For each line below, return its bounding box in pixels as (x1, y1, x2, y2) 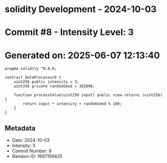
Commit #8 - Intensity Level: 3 (5, 27, 134, 38)
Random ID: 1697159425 (12, 153, 63, 159)
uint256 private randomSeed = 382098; (14, 84, 95, 89)
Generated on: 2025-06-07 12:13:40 (5, 49, 160, 61)
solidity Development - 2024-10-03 (5, 4, 157, 15)
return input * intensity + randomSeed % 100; (23, 102, 122, 107)
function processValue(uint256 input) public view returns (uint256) (14, 93, 163, 98)
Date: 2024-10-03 (12, 137, 50, 143)
